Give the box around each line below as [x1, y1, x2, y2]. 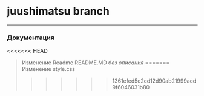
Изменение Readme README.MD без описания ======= [21, 59, 170, 66]
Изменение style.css [21, 66, 75, 73]
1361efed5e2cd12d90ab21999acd [112, 77, 197, 84]
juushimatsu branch [7, 4, 110, 18]
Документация [7, 33, 54, 42]
